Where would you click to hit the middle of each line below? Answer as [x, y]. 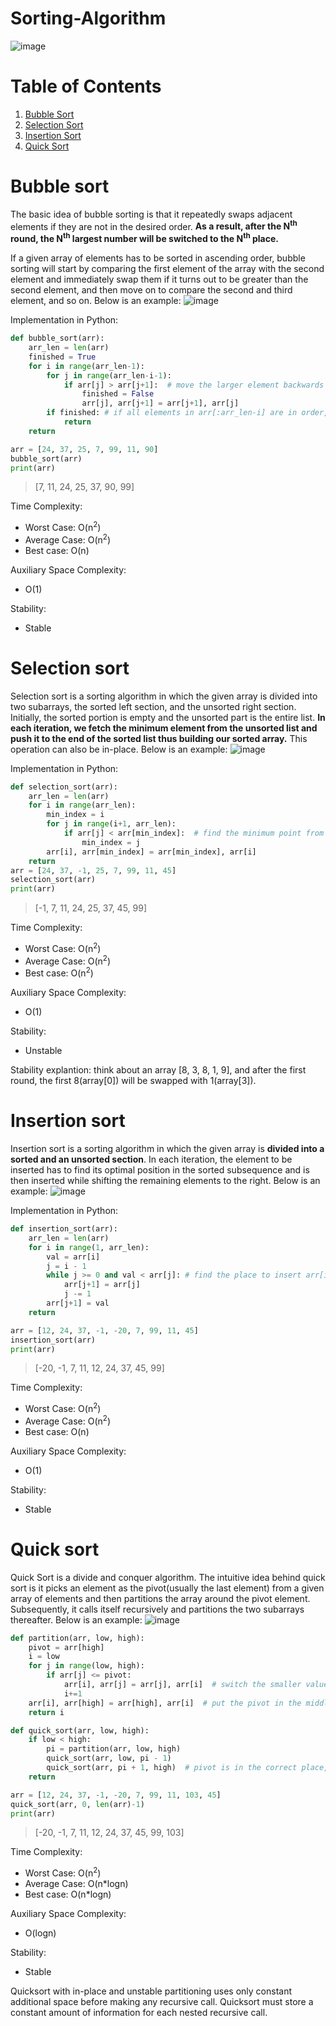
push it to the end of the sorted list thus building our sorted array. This [159, 738]
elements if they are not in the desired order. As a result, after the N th [154, 225]
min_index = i [75, 815]
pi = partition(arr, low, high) [114, 1749]
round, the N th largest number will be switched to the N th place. [145, 238]
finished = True [62, 357]
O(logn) [40, 1933]
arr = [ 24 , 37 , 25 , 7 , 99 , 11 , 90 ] [84, 449]
